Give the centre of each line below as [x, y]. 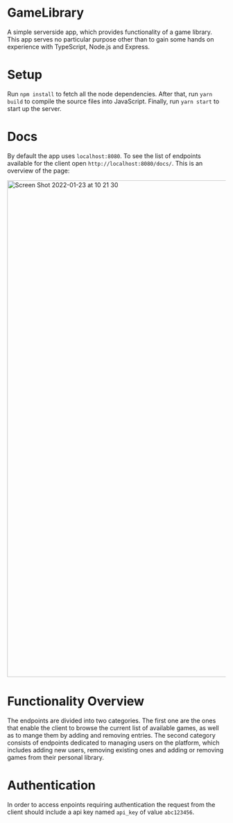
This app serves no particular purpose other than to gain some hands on [111, 39]
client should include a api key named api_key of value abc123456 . [101, 812]
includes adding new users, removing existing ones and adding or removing [115, 750]
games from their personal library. [56, 757]
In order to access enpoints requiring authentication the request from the [111, 804]
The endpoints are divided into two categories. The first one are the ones [112, 720]
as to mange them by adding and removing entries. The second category [112, 735]
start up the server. [34, 108]
